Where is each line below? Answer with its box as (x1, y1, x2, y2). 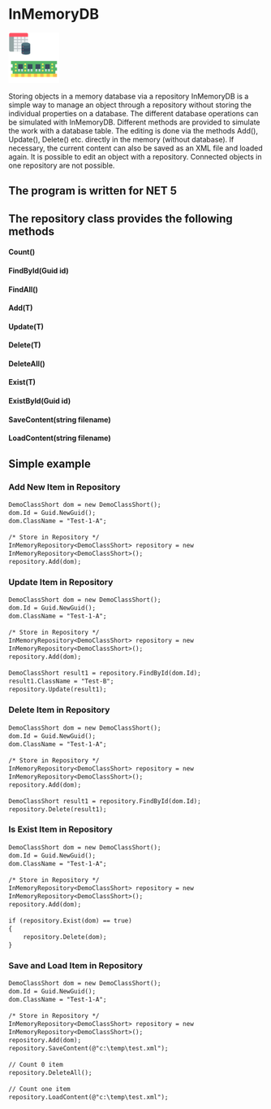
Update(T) (8, 321, 45, 331)
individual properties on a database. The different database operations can (8, 108, 259, 118)
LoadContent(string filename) (8, 433, 111, 443)
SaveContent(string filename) (8, 414, 111, 424)
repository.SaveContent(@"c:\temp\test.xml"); (8, 1045, 169, 1053)
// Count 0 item (8, 1061, 63, 1069)
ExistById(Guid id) (8, 396, 71, 406)
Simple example (8, 456, 92, 470)
